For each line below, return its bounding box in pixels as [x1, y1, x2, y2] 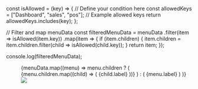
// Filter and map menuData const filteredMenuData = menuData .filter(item [6, 29, 189, 36]
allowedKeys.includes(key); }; [6, 18, 78, 24]
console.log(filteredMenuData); [6, 53, 83, 60]
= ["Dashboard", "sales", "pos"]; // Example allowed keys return [6, 11, 161, 18]
